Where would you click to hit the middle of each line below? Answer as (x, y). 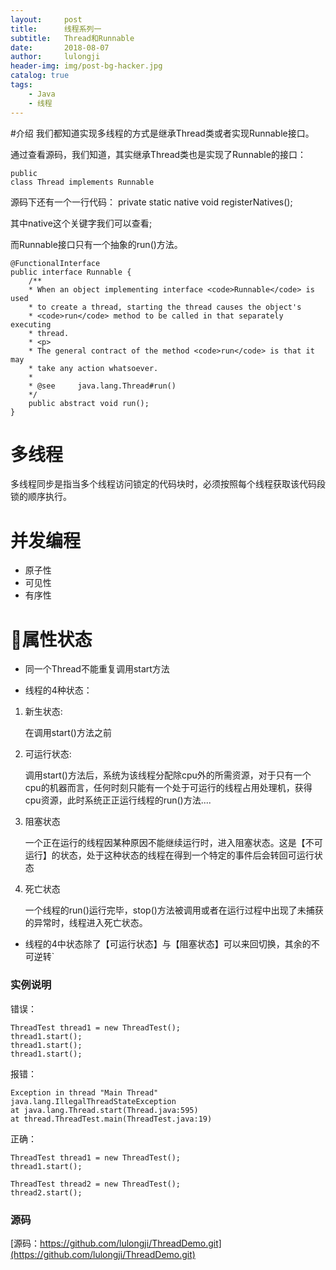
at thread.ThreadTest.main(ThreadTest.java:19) (111, 1119)
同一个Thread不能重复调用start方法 (97, 669)
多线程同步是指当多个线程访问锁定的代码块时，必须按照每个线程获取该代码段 (168, 484)
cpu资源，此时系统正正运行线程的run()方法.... (118, 800)
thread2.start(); (46, 1192)
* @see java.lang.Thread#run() (102, 386)
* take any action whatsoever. (93, 368)
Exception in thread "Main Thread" (84, 1092)
